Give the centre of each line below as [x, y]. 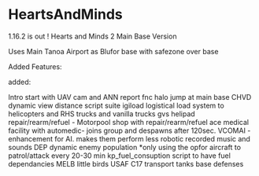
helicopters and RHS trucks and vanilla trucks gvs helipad [102, 114]
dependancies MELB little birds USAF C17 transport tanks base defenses [126, 163]
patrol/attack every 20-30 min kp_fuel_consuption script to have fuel [119, 156]
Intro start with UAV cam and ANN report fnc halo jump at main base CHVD [130, 97]
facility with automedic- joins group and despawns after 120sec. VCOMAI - [129, 130]
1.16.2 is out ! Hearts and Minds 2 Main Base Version [92, 36]
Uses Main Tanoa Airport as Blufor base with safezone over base [113, 51]
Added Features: [35, 66]
